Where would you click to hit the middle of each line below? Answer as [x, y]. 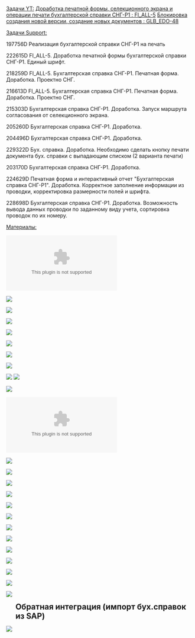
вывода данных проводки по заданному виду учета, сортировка [88, 209]
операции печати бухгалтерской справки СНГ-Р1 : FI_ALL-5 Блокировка [97, 15]
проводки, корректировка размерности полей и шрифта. [78, 191]
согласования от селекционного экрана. [58, 115]
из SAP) [30, 616]
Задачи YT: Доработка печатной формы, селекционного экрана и [90, 9]
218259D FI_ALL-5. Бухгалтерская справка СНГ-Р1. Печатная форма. [92, 73]
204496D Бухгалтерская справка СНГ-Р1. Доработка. [74, 138]
